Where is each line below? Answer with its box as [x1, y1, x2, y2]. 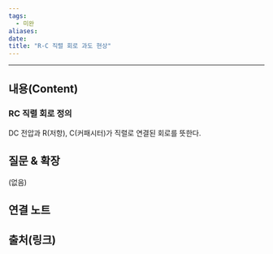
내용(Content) [8, 82, 79, 96]
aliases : [8, 27, 38, 35]
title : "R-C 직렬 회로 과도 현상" [8, 42, 112, 50]
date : [8, 34, 27, 43]
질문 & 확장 [8, 154, 61, 168]
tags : [8, 11, 27, 20]
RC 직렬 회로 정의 [8, 108, 72, 119]
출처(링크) [8, 233, 57, 248]
